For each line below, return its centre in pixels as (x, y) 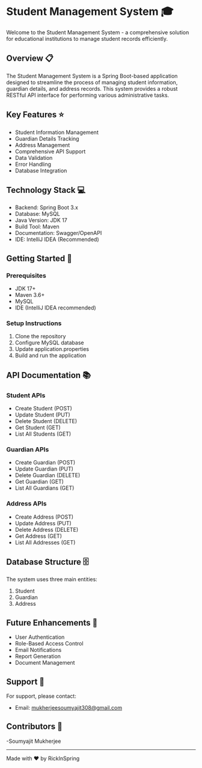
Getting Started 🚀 (39, 258)
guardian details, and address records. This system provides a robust (92, 88)
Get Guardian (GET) (39, 482)
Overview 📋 (30, 59)
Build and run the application (50, 356)
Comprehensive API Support (50, 151)
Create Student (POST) (43, 409)
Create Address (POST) (44, 517)
